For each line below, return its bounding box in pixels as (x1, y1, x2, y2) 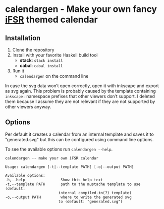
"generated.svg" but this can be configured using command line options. (5, 136, 154, 142)
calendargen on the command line (19, 73, 89, 79)
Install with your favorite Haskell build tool (12, 52, 98, 58)
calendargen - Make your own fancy (5, 3, 157, 15)
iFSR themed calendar (5, 14, 98, 25)
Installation (5, 34, 41, 42)
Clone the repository (12, 47, 55, 52)
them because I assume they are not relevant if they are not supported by (5, 99, 155, 104)
